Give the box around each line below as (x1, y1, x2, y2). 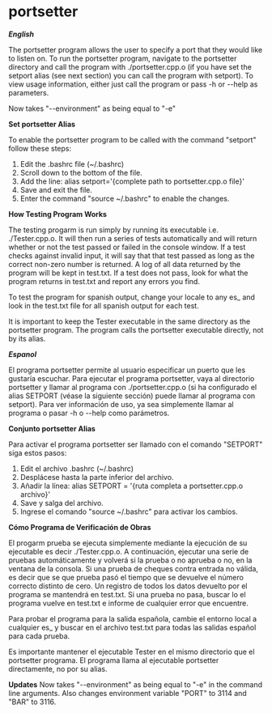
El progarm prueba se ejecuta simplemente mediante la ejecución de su (8, 537, 248, 548)
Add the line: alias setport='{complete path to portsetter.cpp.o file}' (19, 176, 245, 186)
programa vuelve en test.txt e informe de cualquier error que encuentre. (8, 598, 249, 608)
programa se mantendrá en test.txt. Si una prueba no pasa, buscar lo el (8, 589, 246, 599)
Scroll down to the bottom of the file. (19, 168, 143, 177)
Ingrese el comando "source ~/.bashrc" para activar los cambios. (19, 507, 238, 516)
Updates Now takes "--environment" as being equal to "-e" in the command (8, 679, 263, 690)
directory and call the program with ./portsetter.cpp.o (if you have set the (8, 62, 253, 71)
